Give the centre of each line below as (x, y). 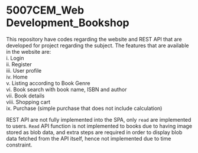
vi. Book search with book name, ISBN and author (66, 89)
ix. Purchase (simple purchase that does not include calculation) (84, 108)
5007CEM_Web (45, 10)
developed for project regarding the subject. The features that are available (98, 45)
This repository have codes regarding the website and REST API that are (94, 39)
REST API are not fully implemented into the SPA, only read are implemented (99, 119)
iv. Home (17, 77)
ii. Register (19, 64)
